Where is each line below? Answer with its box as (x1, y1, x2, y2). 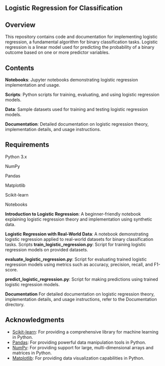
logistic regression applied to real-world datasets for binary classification (5, 236, 154, 242)
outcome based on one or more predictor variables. (5, 49, 110, 56)
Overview (5, 21, 36, 29)
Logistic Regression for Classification (5, 4, 123, 12)
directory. (5, 301, 25, 307)
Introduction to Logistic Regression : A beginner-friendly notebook (5, 211, 141, 217)
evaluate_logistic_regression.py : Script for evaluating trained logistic (5, 256, 147, 262)
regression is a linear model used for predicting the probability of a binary (5, 44, 155, 50)
